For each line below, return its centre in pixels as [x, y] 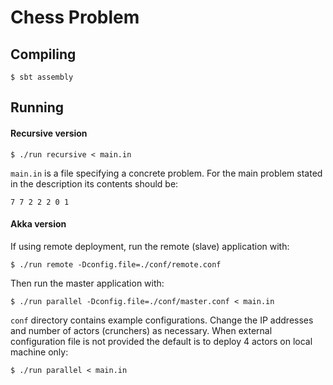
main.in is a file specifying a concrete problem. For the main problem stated [166, 173]
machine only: [39, 352]
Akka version [38, 224]
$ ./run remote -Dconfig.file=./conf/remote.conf [116, 264]
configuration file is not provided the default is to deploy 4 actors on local [161, 341]
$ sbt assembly [42, 77]
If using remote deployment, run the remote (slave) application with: [150, 246]
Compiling [43, 54]
